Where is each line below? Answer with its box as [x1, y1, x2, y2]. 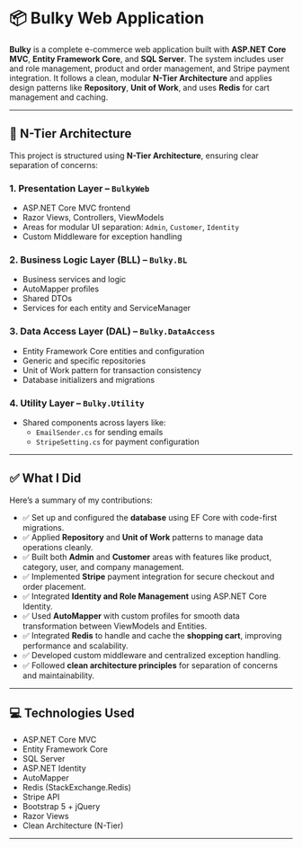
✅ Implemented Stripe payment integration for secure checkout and [22, 571, 275, 582]
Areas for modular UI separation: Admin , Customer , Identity [22, 222, 240, 233]
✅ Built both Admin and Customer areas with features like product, [22, 551, 272, 562]
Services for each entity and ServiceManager [22, 303, 191, 314]
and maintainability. [22, 670, 95, 681]
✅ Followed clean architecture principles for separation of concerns [22, 659, 279, 671]
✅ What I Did [9, 470, 82, 486]
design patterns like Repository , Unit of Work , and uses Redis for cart [9, 82, 270, 93]
